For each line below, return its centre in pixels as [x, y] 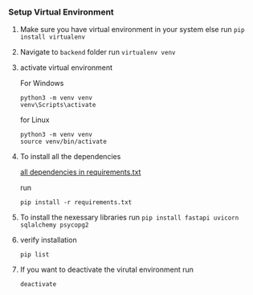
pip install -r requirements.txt [76, 203]
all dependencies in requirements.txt [80, 172]
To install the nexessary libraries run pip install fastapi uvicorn [129, 217]
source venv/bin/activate [63, 142]
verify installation [49, 240]
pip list [35, 255]
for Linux [35, 120]
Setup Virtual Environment [61, 12]
